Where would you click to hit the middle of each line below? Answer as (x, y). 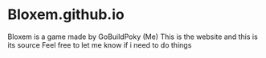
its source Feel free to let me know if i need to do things (100, 44)
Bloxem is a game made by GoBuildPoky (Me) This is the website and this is (133, 37)
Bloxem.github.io (66, 15)
